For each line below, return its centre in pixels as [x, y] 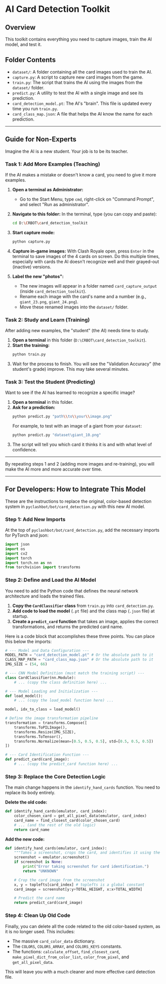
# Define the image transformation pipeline [52, 718]
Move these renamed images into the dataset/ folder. [74, 307]
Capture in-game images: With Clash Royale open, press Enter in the [83, 251]
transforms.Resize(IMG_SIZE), [45, 732]
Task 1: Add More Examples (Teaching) [53, 164]
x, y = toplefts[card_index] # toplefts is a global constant [79, 885]
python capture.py [31, 241]
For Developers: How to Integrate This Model [75, 490]
